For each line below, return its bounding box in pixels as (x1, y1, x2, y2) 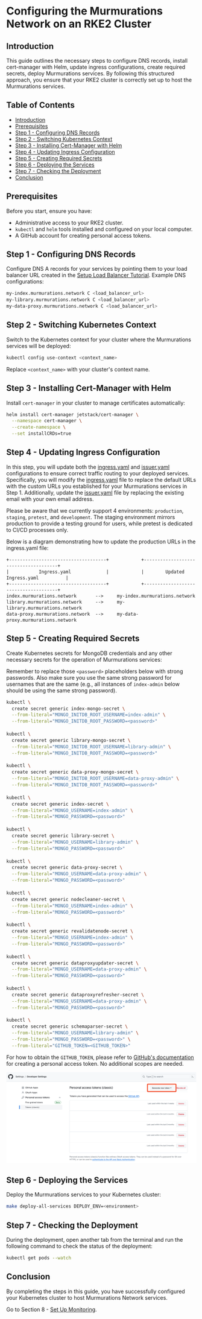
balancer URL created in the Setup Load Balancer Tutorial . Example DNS (6, 271, 186, 279)
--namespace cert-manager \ (11, 418, 83, 424)
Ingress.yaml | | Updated (38, 569, 185, 575)
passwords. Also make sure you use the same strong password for (6, 674, 172, 681)
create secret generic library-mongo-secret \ (11, 737, 131, 743)
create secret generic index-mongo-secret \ (11, 706, 125, 712)
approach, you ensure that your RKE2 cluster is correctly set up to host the (6, 77, 192, 83)
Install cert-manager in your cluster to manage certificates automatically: (6, 399, 186, 406)
